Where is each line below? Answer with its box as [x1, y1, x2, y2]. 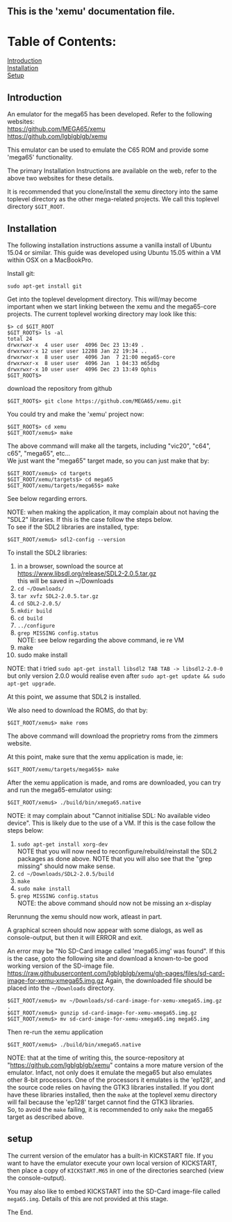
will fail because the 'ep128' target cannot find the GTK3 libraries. [7, 1097, 194, 1106]
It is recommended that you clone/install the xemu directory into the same [7, 187, 219, 196]
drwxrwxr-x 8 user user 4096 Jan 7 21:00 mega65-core [7, 353, 176, 361]
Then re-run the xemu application [7, 1028, 103, 1036]
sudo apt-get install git [7, 282, 82, 290]
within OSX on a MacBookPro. [7, 256, 94, 264]
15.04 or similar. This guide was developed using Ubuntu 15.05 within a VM [7, 248, 221, 256]
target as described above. [7, 1113, 85, 1121]
